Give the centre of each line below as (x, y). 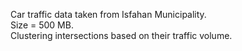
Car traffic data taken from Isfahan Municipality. (108, 14)
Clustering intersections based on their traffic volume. (121, 35)
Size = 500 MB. (42, 25)
